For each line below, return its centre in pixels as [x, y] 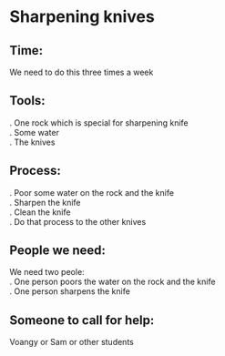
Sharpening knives [82, 17]
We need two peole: [47, 272]
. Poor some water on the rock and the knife [92, 192]
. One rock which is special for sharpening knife [99, 122]
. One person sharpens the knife [70, 291]
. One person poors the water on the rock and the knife [112, 282]
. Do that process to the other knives [78, 221]
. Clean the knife [40, 212]
